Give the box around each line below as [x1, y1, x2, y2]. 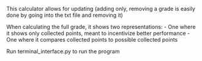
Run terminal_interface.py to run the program [6, 48, 120, 55]
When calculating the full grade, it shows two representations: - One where [6, 24, 196, 30]
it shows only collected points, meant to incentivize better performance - [6, 30, 190, 37]
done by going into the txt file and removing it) [6, 11, 124, 19]
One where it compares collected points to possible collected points [6, 36, 178, 43]
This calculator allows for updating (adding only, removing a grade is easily [6, 5, 196, 12]
